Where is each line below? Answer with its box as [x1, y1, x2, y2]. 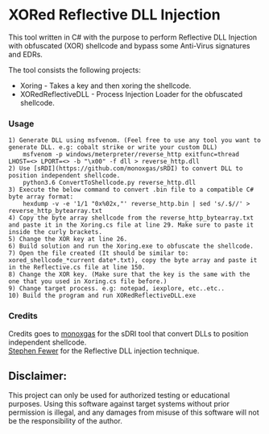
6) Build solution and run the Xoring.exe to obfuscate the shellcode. [8, 242, 254, 251]
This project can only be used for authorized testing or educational [8, 390, 230, 400]
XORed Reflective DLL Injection [8, 6, 221, 24]
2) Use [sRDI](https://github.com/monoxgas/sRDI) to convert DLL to [8, 165, 243, 173]
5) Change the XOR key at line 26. [8, 236, 128, 244]
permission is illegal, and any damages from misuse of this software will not [8, 407, 259, 417]
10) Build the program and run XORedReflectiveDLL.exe [8, 292, 197, 300]
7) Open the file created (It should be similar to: [8, 249, 189, 257]
